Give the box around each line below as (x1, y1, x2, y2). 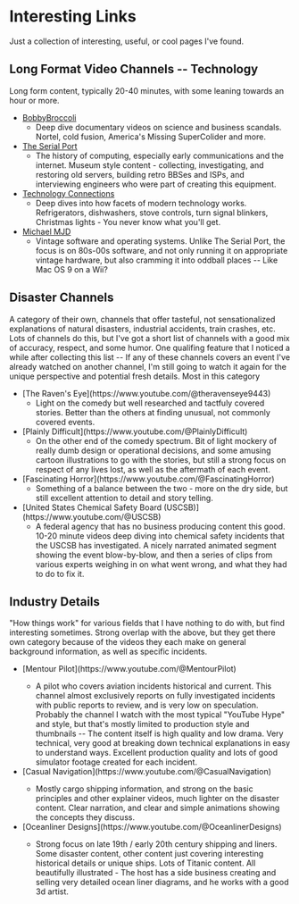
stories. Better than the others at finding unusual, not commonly (35, 406, 270, 417)
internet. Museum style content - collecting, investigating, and (35, 159, 265, 171)
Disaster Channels (9, 290, 114, 306)
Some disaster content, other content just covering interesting (35, 849, 264, 859)
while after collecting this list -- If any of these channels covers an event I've (9, 351, 291, 363)
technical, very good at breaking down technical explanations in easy (35, 738, 291, 749)
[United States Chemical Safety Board (21, 502, 162, 513)
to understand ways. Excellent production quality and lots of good (35, 748, 278, 758)
